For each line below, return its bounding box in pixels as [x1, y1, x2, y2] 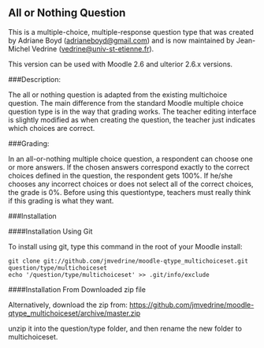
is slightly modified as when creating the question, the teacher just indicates [8, 114, 256, 125]
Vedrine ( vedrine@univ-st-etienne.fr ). [31, 43, 154, 54]
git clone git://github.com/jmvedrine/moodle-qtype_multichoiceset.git [8, 256, 248, 265]
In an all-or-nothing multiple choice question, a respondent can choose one [8, 154, 254, 163]
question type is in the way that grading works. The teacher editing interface [8, 107, 257, 116]
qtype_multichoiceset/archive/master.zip [8, 308, 141, 318]
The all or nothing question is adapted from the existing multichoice [8, 90, 228, 99]
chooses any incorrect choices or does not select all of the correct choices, [8, 179, 254, 189]
